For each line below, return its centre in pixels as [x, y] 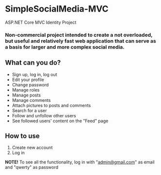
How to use [22, 136]
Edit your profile [28, 80]
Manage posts [26, 95]
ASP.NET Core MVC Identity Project [41, 22]
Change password [30, 85]
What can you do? [33, 63]
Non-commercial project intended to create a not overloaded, [79, 35]
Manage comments [31, 100]
